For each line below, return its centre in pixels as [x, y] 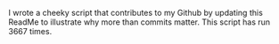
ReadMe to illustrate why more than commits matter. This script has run [139, 22]
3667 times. [30, 31]
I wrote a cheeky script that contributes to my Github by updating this [136, 13]
